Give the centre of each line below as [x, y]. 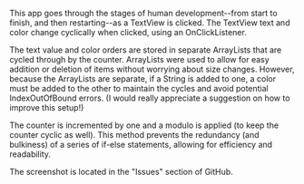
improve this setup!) [47, 107]
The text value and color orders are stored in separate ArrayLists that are [146, 50]
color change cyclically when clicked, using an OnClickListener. [128, 32]
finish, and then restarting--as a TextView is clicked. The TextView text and [150, 23]
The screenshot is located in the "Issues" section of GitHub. [121, 172]
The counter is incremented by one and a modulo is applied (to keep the [144, 125]
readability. [30, 154]
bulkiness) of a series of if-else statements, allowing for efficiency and [141, 145]
